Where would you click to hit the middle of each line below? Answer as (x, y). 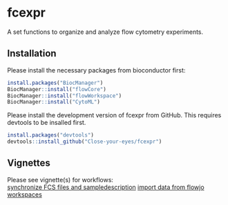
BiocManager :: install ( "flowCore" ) (57, 89)
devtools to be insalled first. (47, 123)
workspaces (25, 194)
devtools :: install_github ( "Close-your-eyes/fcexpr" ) (85, 142)
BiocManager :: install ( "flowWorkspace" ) (65, 96)
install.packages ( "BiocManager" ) (55, 83)
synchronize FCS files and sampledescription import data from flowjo (106, 187)
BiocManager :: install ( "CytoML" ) (54, 102)
